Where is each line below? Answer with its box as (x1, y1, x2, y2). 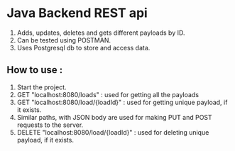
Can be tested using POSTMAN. (16, 35, 111, 44)
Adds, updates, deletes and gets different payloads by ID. (16, 28, 185, 37)
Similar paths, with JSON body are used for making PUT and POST (16, 113, 212, 121)
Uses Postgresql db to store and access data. (16, 43, 151, 52)
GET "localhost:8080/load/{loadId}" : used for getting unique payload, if (16, 98, 228, 106)
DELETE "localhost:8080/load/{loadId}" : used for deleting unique (16, 128, 209, 136)
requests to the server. (16, 121, 84, 129)
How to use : (6, 64, 63, 76)
